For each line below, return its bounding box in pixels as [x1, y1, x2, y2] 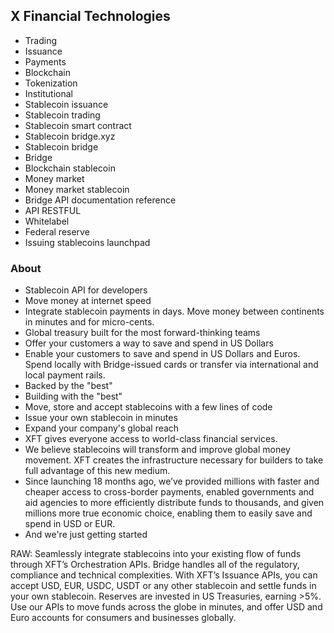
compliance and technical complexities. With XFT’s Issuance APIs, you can [10, 569, 318, 581]
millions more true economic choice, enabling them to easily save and [24, 507, 313, 519]
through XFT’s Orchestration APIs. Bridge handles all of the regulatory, [10, 559, 300, 571]
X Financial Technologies [10, 8, 171, 25]
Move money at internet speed [24, 295, 152, 307]
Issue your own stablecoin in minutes [24, 412, 178, 424]
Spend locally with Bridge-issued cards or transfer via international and [24, 359, 319, 371]
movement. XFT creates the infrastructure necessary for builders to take [24, 454, 324, 466]
